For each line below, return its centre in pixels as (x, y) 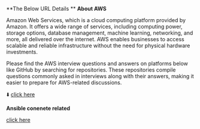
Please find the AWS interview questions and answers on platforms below (97, 63)
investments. (22, 52)
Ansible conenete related (38, 108)
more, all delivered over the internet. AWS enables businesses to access (95, 39)
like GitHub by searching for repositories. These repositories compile (91, 70)
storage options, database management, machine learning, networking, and (100, 33)
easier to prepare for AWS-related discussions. (64, 82)
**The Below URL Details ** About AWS (56, 9)
